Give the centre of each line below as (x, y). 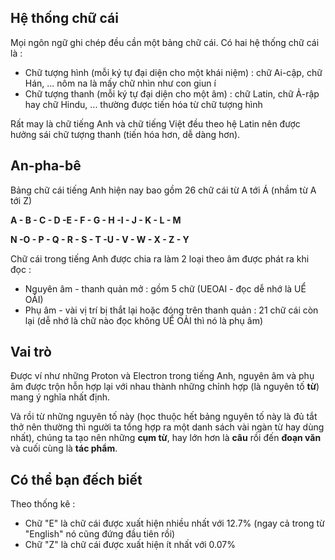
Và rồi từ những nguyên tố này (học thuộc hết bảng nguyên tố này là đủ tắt (164, 417)
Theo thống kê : (43, 504)
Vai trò (31, 352)
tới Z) (21, 200)
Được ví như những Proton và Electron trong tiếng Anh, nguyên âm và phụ (162, 376)
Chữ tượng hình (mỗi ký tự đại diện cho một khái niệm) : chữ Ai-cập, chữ (173, 72)
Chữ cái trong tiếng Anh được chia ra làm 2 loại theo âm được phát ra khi (160, 258)
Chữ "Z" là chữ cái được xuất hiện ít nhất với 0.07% (130, 545)
